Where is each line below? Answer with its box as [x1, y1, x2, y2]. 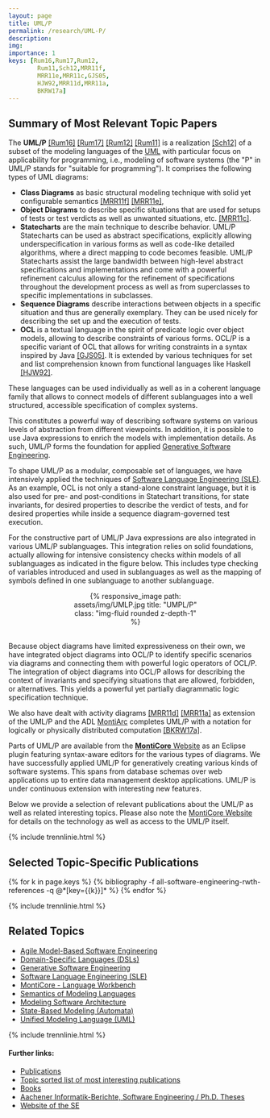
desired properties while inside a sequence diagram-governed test [8, 509, 231, 518]
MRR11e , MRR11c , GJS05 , [37, 72, 110, 80]
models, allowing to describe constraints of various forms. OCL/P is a [19, 334, 251, 343]
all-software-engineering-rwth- [156, 877, 261, 887]
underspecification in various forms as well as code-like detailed [19, 239, 235, 249]
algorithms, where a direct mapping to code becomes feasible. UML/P [19, 247, 253, 258]
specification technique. [8, 692, 89, 702]
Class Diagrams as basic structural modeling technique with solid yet [19, 188, 251, 197]
